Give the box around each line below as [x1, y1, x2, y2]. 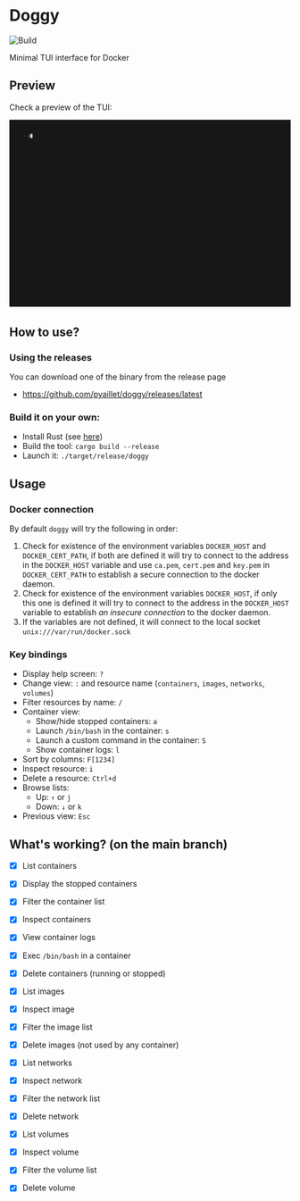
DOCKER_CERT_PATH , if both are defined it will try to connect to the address [21, 550, 289, 561]
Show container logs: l [35, 745, 121, 755]
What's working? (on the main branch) [9, 837, 228, 852]
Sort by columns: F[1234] [21, 754, 116, 764]
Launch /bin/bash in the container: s [35, 725, 170, 737]
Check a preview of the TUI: [9, 102, 112, 113]
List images [21, 986, 65, 997]
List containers [21, 861, 78, 872]
